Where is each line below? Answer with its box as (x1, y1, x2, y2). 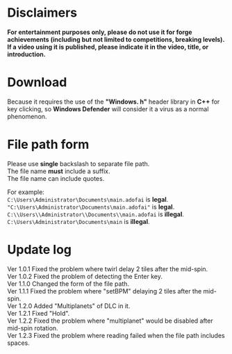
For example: (7, 188, 45, 196)
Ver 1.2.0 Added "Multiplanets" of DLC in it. (7, 301, 131, 310)
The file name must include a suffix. (7, 167, 110, 175)
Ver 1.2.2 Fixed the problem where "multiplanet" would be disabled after (7, 316, 213, 325)
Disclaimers (7, 5, 78, 21)
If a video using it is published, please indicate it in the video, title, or (7, 42, 209, 51)
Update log (7, 242, 72, 257)
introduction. (7, 50, 47, 58)
